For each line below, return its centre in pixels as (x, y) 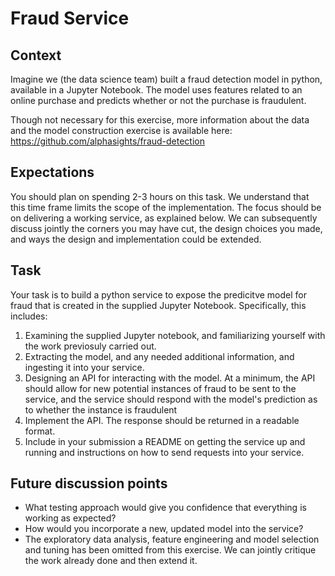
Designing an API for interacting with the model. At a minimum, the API (170, 378)
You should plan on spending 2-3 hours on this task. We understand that (160, 196)
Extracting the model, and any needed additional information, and (159, 356)
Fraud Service (70, 18)
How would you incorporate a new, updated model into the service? (164, 529)
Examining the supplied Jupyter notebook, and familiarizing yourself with (175, 335)
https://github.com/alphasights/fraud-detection (108, 141)
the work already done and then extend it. (111, 561)
